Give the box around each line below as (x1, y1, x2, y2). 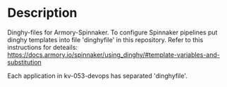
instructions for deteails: (7, 43, 78, 51)
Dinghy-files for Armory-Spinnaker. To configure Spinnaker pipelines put (7, 28, 218, 36)
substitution (7, 58, 42, 66)
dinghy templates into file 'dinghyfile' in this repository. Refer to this (7, 35, 204, 43)
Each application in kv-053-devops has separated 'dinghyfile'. (7, 72, 188, 80)
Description (7, 5, 78, 21)
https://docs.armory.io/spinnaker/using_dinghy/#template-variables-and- (7, 51, 220, 59)
